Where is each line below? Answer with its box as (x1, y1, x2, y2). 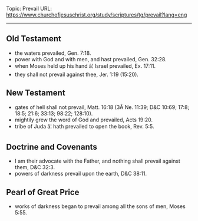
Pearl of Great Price (6, 187, 80, 197)
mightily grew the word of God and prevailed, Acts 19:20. (14, 116, 153, 123)
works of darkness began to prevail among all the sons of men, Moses (14, 203, 186, 210)
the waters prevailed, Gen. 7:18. (14, 50, 91, 57)
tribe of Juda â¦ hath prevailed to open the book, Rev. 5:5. (14, 123, 154, 130)
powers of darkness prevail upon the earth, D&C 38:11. (14, 170, 147, 177)
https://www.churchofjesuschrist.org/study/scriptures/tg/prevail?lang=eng (6, 11, 187, 18)
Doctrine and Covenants (6, 142, 97, 152)
